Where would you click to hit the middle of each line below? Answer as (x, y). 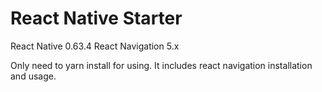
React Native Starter (96, 18)
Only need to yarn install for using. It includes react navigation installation (161, 65)
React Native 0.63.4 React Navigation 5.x (95, 46)
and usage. (33, 76)
